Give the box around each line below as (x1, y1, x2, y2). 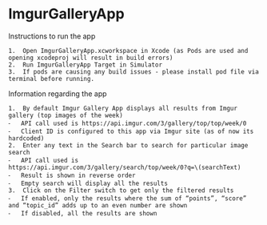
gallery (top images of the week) (8, 111, 124, 119)
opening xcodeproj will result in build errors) (8, 54, 173, 62)
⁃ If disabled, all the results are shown (8, 209, 157, 217)
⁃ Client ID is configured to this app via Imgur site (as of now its (8, 127, 254, 135)
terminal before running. (8, 74, 94, 82)
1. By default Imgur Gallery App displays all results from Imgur (8, 104, 238, 112)
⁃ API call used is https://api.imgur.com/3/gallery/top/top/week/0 (8, 119, 247, 127)
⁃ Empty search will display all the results (8, 179, 168, 187)
